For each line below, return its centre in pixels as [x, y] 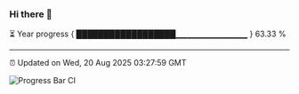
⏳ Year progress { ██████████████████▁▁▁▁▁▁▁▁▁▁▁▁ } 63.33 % [148, 34]
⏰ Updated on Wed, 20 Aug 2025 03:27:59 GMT [98, 63]
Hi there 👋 [31, 14]
